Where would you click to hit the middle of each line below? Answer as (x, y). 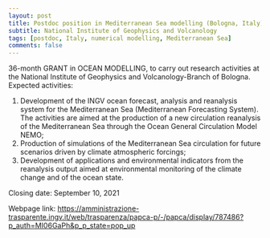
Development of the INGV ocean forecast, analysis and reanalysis (129, 101)
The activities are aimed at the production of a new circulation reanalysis (140, 118)
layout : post (30, 16)
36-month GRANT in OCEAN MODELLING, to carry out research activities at (134, 68)
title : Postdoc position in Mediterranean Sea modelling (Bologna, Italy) (136, 23)
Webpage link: (32, 208)
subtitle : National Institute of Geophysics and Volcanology (113, 30)
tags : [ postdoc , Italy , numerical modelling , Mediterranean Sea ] (120, 38)
